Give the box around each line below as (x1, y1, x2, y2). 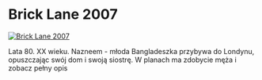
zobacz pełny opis (8, 63, 68, 72)
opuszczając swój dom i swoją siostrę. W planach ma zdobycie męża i (8, 55, 237, 64)
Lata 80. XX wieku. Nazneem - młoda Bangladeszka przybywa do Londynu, (8, 46, 255, 56)
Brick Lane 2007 (8, 5, 118, 24)
